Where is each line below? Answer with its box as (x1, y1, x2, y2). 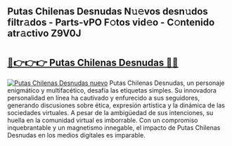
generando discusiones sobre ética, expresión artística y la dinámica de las (7, 101, 225, 109)
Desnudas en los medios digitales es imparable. (7, 131, 146, 139)
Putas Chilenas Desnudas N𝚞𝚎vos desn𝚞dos (7, 6, 209, 18)
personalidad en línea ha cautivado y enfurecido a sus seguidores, (7, 94, 200, 102)
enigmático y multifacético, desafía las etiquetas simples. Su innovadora (7, 86, 217, 94)
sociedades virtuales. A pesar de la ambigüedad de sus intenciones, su (7, 109, 214, 117)
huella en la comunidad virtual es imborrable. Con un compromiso (7, 116, 198, 124)
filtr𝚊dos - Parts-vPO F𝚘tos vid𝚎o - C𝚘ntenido (7, 17, 215, 29)
